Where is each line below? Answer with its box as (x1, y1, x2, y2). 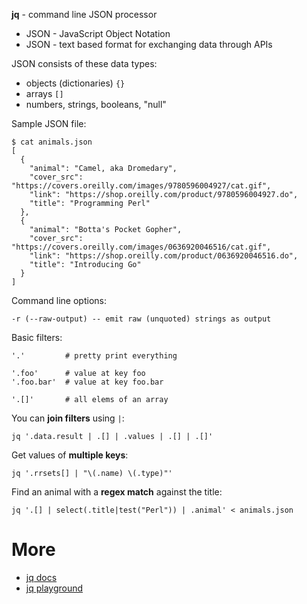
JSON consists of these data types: (11, 58, 158, 69)
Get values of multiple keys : (11, 449, 129, 461)
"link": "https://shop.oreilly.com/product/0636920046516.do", (29, 251, 299, 261)
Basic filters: (11, 332, 63, 343)
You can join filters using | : (11, 412, 125, 424)
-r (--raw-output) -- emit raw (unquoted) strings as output (11, 314, 272, 324)
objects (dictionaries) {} (25, 77, 126, 89)
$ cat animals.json (11, 137, 93, 147)
